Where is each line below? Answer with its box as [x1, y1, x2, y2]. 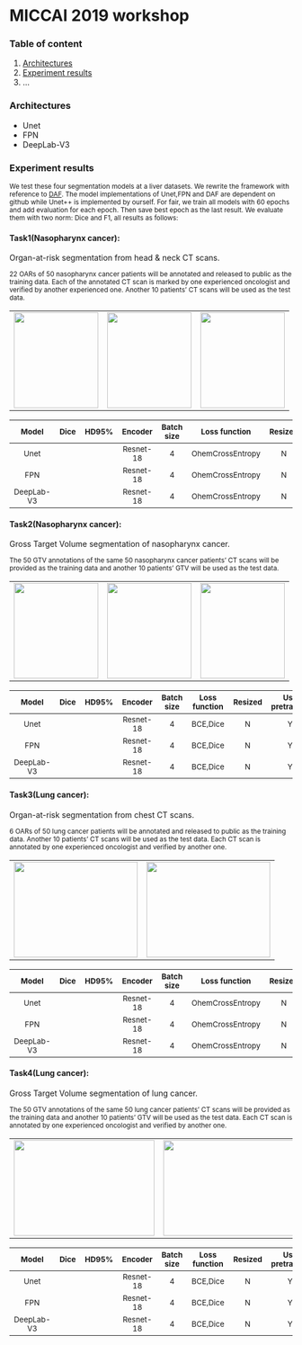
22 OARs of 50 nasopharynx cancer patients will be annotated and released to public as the [9, 270, 292, 279]
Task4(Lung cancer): [9, 1068, 90, 1079]
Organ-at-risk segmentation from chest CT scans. [9, 809, 195, 820]
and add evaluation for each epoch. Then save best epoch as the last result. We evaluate [9, 206, 284, 215]
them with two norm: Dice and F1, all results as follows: [9, 213, 179, 223]
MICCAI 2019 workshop [9, 5, 191, 26]
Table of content [9, 38, 83, 50]
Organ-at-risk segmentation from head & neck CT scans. [9, 253, 220, 264]
